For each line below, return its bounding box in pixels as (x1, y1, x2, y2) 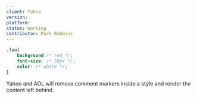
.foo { (6, 47, 20, 53)
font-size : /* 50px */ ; (17, 58, 76, 64)
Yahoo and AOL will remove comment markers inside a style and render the (6, 80, 191, 87)
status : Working (6, 25, 46, 31)
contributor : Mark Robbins (6, 31, 73, 37)
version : (6, 14, 28, 20)
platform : (6, 20, 31, 26)
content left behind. (6, 86, 55, 93)
